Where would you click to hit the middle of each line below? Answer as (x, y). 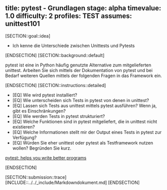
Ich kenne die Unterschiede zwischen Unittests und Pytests (74, 45)
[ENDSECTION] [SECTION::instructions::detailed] (56, 85)
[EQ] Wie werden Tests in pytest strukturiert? (59, 116)
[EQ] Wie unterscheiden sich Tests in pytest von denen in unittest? (81, 100)
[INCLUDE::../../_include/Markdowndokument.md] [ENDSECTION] (73, 182)
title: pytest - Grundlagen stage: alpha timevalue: (83, 8)
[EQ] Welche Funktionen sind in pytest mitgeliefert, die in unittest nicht (85, 121)
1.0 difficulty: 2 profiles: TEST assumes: (69, 16)
